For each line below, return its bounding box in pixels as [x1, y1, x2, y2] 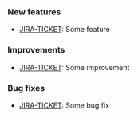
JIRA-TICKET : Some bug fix [18, 100, 109, 110]
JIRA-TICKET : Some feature [18, 25, 111, 34]
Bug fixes [7, 82, 45, 93]
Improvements [7, 45, 65, 56]
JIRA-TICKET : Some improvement [18, 62, 130, 72]
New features [7, 6, 61, 18]
